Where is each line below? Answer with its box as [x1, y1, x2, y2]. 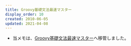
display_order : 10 [5, 12, 44, 17]
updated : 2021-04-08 [5, 21, 49, 26]
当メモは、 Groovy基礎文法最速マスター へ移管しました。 [12, 35, 129, 41]
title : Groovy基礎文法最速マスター [5, 7, 72, 12]
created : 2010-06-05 [5, 16, 49, 21]
